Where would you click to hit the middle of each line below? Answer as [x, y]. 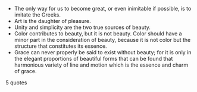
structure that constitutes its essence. [61, 46]
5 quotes [16, 83]
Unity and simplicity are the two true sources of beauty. [82, 27]
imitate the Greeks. [37, 15]
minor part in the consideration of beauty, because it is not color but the [102, 40]
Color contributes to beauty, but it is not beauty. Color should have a [98, 34]
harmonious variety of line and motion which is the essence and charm [101, 65]
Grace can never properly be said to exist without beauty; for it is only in [103, 52]
